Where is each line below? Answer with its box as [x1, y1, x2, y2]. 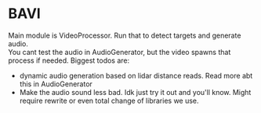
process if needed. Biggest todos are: [8, 56, 130, 65]
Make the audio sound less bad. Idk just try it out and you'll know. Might [19, 87, 252, 97]
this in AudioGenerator [19, 79, 92, 89]
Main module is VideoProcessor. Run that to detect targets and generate [8, 31, 241, 40]
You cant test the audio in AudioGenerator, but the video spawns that [8, 47, 231, 56]
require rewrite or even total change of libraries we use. [19, 96, 199, 105]
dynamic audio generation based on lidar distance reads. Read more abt [19, 71, 253, 80]
